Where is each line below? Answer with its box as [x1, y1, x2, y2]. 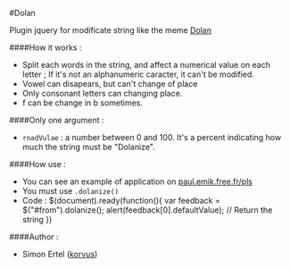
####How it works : [9, 42, 82, 53]
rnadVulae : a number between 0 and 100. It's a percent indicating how [21, 132, 282, 142]
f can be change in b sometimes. [21, 97, 144, 108]
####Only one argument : [9, 115, 104, 125]
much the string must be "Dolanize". [21, 142, 156, 152]
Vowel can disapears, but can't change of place [21, 79, 198, 88]
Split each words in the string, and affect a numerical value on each [21, 60, 270, 70]
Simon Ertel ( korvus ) [21, 249, 98, 259]
